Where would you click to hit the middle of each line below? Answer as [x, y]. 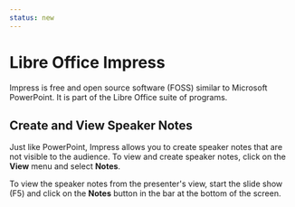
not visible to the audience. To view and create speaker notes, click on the [148, 157]
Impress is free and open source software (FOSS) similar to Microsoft [138, 88]
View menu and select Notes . [65, 166]
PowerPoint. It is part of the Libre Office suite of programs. [119, 97]
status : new [32, 18]
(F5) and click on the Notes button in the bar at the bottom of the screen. [145, 193]
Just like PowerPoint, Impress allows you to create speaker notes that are [146, 147]
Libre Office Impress [87, 62]
